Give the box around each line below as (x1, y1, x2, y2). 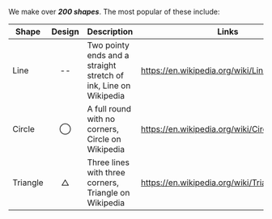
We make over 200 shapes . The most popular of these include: (8, 7, 220, 16)
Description (87, 26, 134, 37)
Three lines (87, 157, 130, 168)
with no (87, 113, 116, 124)
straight (87, 60, 117, 71)
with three (87, 167, 125, 178)
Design (51, 26, 79, 37)
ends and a (87, 50, 130, 61)
